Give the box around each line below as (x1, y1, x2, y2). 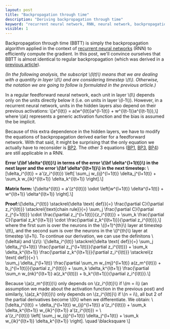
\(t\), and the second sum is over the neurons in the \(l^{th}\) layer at (5, 228, 148, 234)
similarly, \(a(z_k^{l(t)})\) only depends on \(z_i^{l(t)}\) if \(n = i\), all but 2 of (5, 291, 162, 297)
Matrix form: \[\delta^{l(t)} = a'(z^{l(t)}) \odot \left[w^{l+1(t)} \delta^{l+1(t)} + (5, 185, 164, 192)
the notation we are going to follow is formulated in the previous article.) (5, 82, 156, 88)
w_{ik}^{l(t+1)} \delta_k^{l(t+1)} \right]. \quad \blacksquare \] (5, 318, 131, 324)
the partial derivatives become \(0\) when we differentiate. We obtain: (5, 297, 151, 303)
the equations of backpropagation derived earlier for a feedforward (5, 134, 146, 140)
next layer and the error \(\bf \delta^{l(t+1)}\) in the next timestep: (5, 165, 146, 171)
